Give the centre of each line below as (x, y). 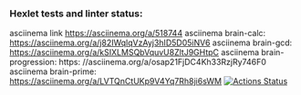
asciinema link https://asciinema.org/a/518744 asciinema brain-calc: (138, 33)
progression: (33, 62)
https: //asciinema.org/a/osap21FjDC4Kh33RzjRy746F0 (163, 62)
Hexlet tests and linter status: (76, 14)
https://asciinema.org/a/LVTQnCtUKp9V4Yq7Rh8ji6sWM (116, 81)
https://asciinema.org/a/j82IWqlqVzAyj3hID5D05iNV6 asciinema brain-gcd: (151, 43)
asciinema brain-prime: (53, 71)
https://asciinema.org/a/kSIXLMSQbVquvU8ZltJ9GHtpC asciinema (135, 52)
